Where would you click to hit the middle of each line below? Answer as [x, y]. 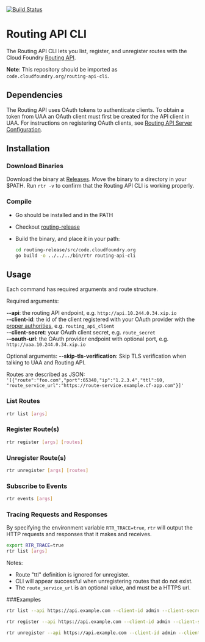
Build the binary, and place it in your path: [67, 238]
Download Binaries [35, 166]
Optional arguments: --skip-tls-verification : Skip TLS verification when [96, 356]
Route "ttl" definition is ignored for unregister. [72, 575]
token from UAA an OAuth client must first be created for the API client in [98, 116]
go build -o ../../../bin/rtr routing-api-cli [75, 256]
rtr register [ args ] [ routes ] [45, 442]
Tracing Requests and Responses [57, 514]
